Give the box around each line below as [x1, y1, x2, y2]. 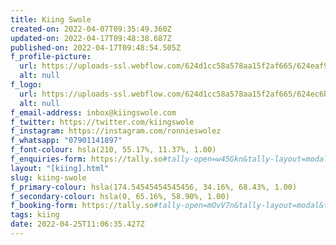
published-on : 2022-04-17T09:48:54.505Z [10, 42, 182, 53]
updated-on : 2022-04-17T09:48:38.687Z [10, 33, 172, 43]
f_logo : [10, 80, 43, 90]
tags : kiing [10, 210, 60, 220]
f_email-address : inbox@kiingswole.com [10, 107, 177, 118]
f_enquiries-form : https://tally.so [10, 154, 163, 164]
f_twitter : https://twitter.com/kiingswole [10, 117, 195, 127]
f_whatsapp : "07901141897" [10, 136, 123, 146]
